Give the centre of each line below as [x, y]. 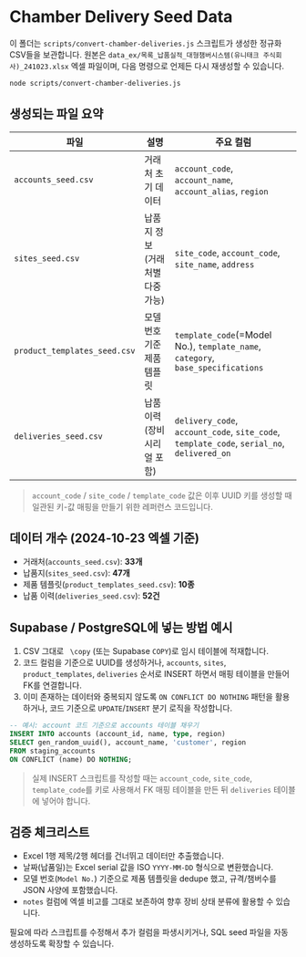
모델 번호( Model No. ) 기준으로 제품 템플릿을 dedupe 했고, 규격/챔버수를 [149, 879]
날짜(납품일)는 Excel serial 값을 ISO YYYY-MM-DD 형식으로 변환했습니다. [148, 868]
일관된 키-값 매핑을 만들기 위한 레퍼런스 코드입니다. [122, 506]
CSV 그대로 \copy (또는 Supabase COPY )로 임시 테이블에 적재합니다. [145, 651]
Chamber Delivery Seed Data [121, 17]
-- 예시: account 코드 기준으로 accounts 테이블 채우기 [104, 726]
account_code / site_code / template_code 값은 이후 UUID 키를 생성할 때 [162, 495]
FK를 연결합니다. [52, 685]
